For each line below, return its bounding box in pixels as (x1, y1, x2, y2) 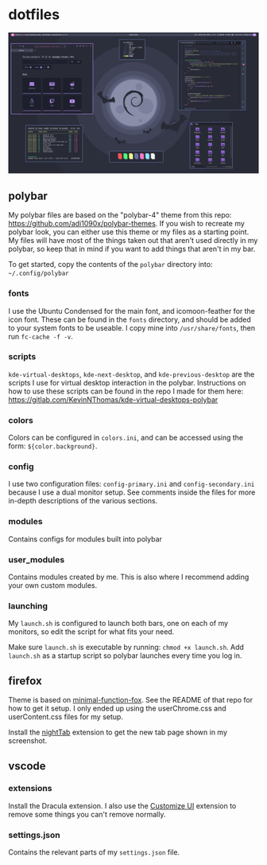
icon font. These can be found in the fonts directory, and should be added (8, 315, 252, 324)
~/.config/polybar (8, 269, 69, 278)
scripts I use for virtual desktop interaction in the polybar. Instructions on (8, 378, 246, 387)
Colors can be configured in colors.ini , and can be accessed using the (8, 432, 244, 443)
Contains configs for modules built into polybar (8, 534, 163, 543)
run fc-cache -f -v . (8, 331, 74, 341)
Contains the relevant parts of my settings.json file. (8, 847, 180, 857)
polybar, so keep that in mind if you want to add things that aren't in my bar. (8, 245, 256, 254)
